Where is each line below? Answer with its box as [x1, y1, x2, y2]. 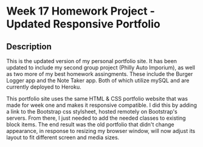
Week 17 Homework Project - [6, 4, 155, 18]
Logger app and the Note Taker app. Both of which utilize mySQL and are [6, 77, 190, 84]
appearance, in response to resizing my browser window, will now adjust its [6, 128, 196, 134]
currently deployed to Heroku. [6, 83, 81, 91]
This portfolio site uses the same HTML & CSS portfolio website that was [6, 95, 188, 102]
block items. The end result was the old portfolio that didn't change [6, 121, 174, 128]
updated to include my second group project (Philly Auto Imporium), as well [6, 64, 196, 71]
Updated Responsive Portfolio [6, 17, 160, 31]
